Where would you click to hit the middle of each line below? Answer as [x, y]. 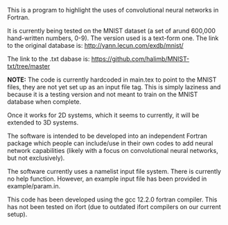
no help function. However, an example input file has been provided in [107, 179]
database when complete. [44, 102]
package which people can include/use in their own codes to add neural [110, 143]
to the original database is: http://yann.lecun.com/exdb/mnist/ [95, 45]
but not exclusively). [36, 158]
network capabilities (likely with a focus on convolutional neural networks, [113, 151]
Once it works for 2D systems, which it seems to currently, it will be [103, 115]
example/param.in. [34, 186]
